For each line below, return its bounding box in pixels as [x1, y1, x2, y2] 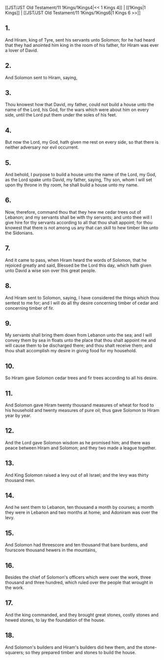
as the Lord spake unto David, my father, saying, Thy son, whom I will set [5, 177, 153, 183]
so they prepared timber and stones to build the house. [25, 649, 136, 655]
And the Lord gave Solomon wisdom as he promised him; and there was [5, 439, 150, 445]
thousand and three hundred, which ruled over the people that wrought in [5, 580, 153, 585]
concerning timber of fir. [5, 305, 54, 311]
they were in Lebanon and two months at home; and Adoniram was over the [5, 509, 158, 516]
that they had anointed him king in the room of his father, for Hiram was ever [5, 42, 159, 48]
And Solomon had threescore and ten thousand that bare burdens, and [5, 542, 148, 548]
